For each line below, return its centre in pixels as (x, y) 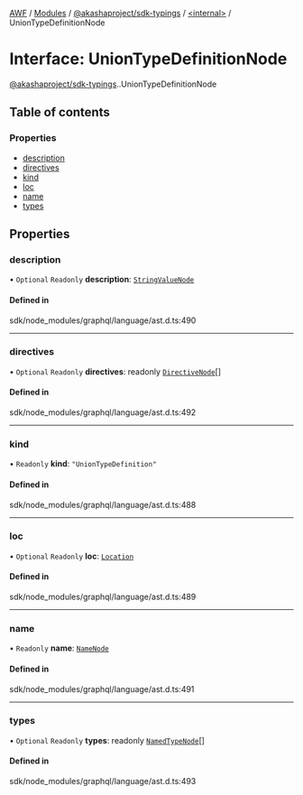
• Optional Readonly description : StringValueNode (102, 280)
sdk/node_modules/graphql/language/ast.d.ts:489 (103, 597)
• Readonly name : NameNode (60, 648)
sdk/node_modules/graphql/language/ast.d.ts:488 (103, 504)
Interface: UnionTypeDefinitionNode (148, 59)
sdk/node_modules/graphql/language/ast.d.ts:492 (103, 412)
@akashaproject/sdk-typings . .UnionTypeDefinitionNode (113, 84)
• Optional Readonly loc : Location (72, 556)
